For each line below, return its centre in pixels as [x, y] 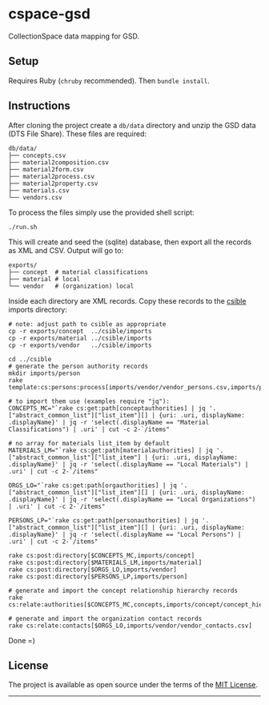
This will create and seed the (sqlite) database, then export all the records [130, 242]
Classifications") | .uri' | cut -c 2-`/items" [89, 429]
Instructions [39, 106]
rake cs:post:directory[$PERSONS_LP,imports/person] [98, 576]
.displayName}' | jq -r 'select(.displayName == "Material [109, 422]
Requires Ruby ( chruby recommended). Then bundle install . [109, 80]
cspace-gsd [49, 14]
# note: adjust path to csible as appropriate [87, 324]
